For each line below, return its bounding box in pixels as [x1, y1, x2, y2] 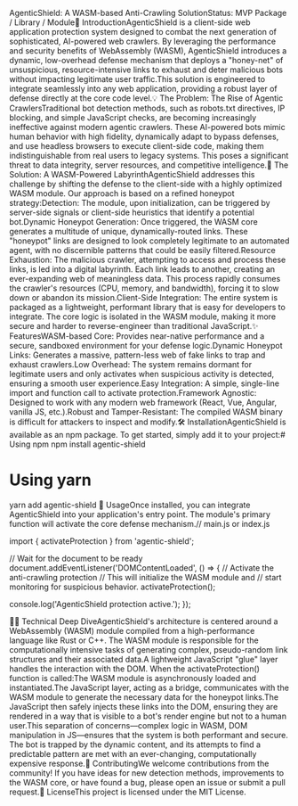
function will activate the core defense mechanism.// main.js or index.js [9, 518, 270, 529]
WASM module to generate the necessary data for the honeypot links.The [9, 691, 278, 703]
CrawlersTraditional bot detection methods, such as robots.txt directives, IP [9, 103, 286, 113]
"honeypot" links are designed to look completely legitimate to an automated [9, 235, 290, 246]
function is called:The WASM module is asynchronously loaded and [9, 672, 256, 683]
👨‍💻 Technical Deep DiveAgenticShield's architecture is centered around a [9, 615, 278, 627]
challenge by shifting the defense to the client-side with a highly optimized [9, 178, 283, 189]
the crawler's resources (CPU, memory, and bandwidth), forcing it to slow [9, 283, 279, 293]
